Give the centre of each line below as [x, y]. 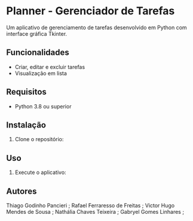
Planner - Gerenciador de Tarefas [91, 11]
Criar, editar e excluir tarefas [50, 67]
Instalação [26, 125]
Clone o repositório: [39, 139]
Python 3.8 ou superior [43, 106]
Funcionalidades [38, 53]
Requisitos [26, 92]
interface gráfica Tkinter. [37, 33]
